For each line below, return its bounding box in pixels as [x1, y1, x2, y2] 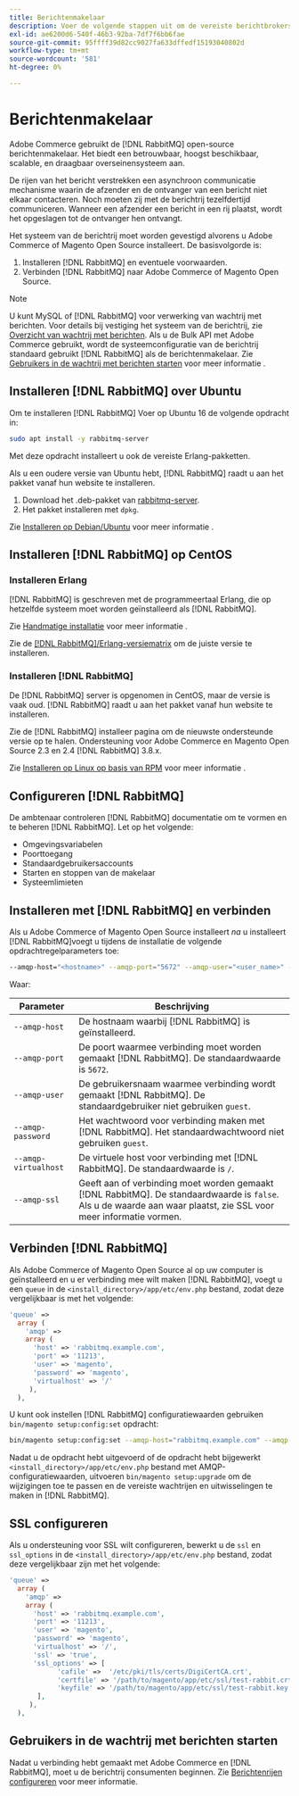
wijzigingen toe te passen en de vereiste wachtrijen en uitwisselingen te [9, 1481, 273, 1492]
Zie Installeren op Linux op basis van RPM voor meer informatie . [9, 762, 246, 773]
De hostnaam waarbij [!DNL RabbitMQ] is [78, 1015, 251, 1027]
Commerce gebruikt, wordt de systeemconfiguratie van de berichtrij [9, 338, 259, 349]
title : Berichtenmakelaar [9, 12, 105, 22]
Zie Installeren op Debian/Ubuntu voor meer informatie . [9, 521, 214, 532]
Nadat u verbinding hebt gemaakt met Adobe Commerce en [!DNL [9, 1757, 252, 1767]
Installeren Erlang [9, 573, 87, 586]
